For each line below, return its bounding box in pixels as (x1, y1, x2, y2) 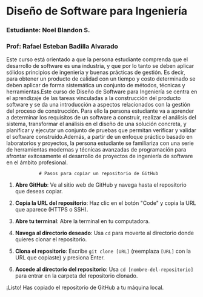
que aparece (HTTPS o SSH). (15, 206, 88, 213)
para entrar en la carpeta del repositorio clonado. (15, 272, 138, 279)
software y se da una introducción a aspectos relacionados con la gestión (6, 101, 191, 108)
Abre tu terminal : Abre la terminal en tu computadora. (15, 218, 150, 225)
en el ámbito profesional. (6, 159, 68, 166)
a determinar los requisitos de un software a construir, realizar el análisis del (6, 114, 197, 121)
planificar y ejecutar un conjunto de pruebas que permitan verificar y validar (6, 127, 197, 134)
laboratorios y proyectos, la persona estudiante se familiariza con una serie (6, 139, 194, 147)
